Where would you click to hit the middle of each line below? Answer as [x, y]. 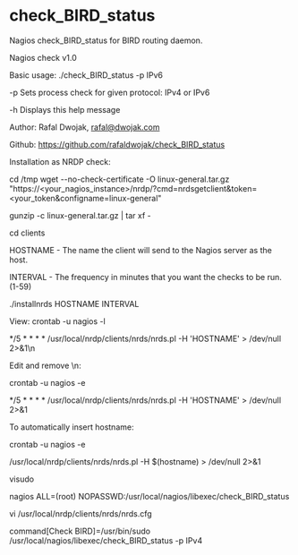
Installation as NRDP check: [60, 161]
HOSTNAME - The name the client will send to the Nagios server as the [141, 250]
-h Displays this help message [65, 109]
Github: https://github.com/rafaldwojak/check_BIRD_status [117, 144]
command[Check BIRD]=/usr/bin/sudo [80, 531]
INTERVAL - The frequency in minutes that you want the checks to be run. [145, 277]
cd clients [27, 233]
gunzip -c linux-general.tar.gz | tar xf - [80, 215]
